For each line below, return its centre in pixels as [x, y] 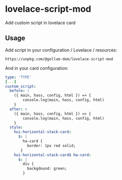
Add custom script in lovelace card [40, 23]
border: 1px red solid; [51, 146]
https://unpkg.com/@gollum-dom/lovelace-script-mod [59, 59]
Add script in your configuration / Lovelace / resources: [61, 50]
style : [16, 127]
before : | [19, 91]
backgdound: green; [47, 169]
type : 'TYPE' [18, 77]
